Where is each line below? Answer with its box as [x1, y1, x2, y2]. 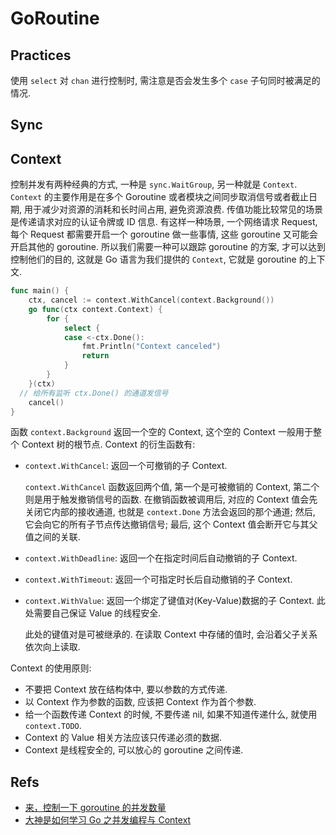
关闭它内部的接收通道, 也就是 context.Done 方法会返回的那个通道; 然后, [24, 506, 316, 518]
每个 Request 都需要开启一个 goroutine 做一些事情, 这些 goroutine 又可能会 [10, 228, 318, 241]
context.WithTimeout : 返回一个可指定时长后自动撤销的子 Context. [24, 573, 293, 586]
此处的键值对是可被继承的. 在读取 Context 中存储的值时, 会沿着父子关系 [24, 628, 318, 641]
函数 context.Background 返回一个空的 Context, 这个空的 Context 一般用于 [10, 426, 313, 438]
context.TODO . [24, 720, 82, 732]
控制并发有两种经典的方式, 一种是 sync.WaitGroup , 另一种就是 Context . [10, 178, 298, 191]
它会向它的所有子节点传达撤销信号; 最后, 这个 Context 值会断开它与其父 [24, 518, 318, 531]
